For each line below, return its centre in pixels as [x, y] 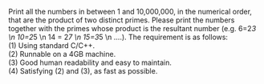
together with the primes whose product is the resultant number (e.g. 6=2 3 [132, 28]
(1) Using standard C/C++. [52, 46]
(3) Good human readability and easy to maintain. [90, 62]
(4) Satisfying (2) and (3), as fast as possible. [83, 71]
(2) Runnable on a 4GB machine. [62, 54]
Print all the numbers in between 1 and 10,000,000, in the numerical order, [130, 12]
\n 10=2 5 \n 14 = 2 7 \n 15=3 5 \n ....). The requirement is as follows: [118, 37]
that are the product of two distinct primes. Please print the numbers [122, 20]
